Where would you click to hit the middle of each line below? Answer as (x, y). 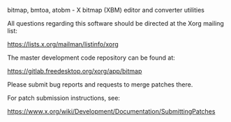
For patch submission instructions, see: (64, 98)
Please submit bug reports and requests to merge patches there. (100, 85)
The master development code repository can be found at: (91, 58)
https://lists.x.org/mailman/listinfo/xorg (63, 44)
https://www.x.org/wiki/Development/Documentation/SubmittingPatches (111, 111)
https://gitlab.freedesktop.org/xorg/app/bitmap (75, 71)
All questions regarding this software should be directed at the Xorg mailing (116, 23)
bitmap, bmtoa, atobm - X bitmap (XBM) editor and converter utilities (106, 10)
